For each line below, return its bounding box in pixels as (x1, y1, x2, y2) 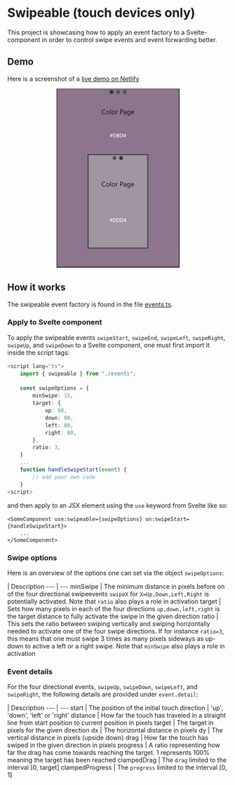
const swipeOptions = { (20, 385, 90, 392)
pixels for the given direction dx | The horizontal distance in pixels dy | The (7, 726, 223, 735)
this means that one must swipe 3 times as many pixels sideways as (7, 634, 204, 643)
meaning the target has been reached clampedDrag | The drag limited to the (7, 756, 227, 765)
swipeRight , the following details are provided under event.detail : (7, 690, 199, 699)
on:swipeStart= (145, 515, 190, 523)
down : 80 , (44, 414, 74, 421)
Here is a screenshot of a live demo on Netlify (7, 74, 140, 83)
